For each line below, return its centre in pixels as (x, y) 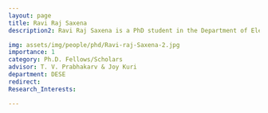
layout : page (30, 16)
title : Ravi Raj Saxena (48, 23)
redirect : (25, 82)
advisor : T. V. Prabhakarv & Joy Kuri (73, 67)
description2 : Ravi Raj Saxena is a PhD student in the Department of (128, 30)
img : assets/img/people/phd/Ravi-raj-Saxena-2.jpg (94, 45)
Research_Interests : (43, 89)
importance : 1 (32, 53)
